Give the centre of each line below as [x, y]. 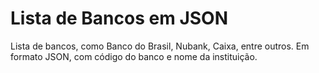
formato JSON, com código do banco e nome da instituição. [134, 56]
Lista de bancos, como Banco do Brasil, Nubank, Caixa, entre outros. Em [160, 46]
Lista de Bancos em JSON [119, 18]
